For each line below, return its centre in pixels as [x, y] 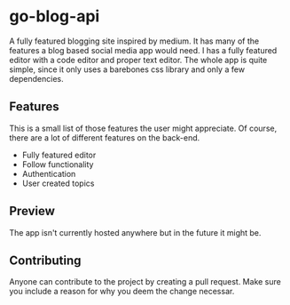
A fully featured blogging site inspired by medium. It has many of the [134, 41]
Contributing [45, 260]
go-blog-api [55, 16]
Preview [32, 211]
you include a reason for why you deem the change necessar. [122, 292]
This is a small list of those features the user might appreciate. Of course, [143, 128]
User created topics [58, 183]
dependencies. [36, 78]
